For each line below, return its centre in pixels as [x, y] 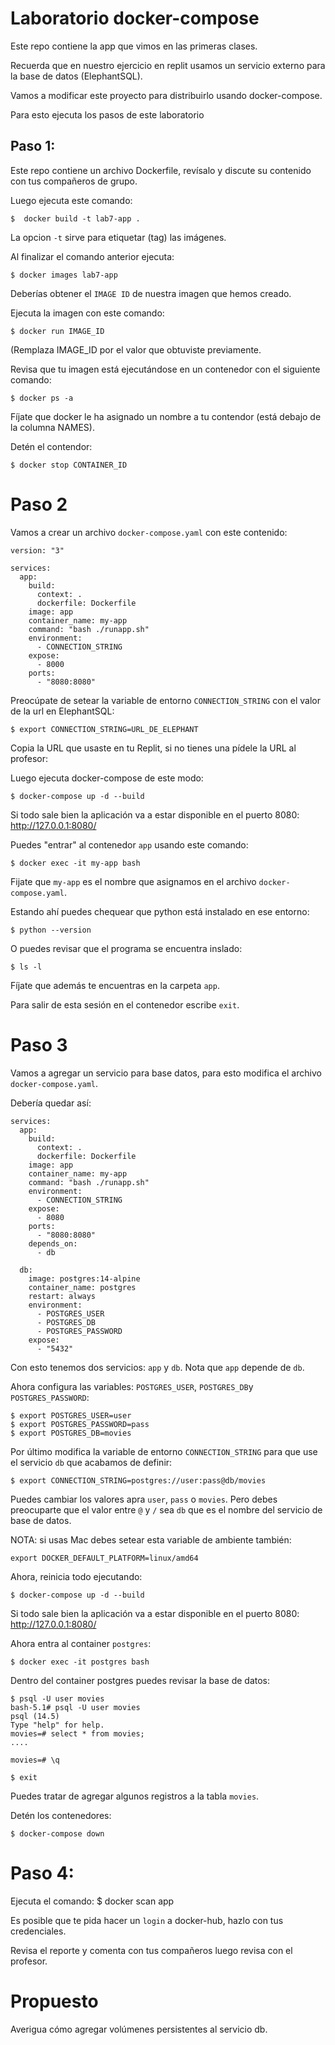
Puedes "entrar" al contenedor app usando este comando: [129, 844]
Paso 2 [39, 504]
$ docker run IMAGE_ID [57, 331]
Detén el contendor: [51, 446]
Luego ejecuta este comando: [71, 200]
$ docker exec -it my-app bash [75, 863]
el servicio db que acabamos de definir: [91, 1462]
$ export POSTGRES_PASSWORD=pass [80, 1424]
